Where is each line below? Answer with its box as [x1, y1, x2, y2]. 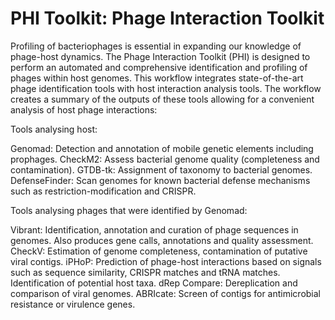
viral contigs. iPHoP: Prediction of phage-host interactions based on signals [10, 255, 322, 267]
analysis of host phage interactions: [10, 103, 158, 116]
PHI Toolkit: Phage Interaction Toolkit [10, 7, 325, 30]
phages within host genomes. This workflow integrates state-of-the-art [10, 72, 304, 84]
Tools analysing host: [10, 123, 98, 135]
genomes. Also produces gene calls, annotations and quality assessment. [10, 234, 314, 246]
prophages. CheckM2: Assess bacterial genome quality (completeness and [10, 153, 320, 165]
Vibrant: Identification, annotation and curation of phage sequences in [10, 223, 299, 236]
